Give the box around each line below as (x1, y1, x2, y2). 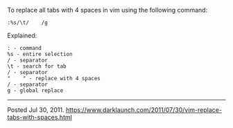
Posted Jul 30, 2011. (7, 106, 64, 113)
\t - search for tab (7, 63, 67, 70)
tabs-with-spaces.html (7, 113, 73, 121)
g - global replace (7, 87, 64, 94)
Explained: (7, 31, 37, 39)
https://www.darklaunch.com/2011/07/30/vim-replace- (65, 106, 222, 113)
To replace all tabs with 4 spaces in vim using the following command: (7, 6, 208, 14)
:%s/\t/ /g (7, 19, 49, 26)
